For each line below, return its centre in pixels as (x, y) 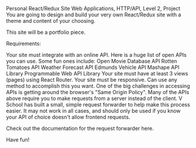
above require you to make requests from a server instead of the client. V (94, 98)
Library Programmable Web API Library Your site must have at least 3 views (97, 73)
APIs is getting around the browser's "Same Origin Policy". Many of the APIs (98, 92)
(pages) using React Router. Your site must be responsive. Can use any (92, 80)
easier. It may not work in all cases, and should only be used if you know (93, 111)
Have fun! (18, 140)
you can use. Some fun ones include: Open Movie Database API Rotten (92, 61)
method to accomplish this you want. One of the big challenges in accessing (98, 86)
